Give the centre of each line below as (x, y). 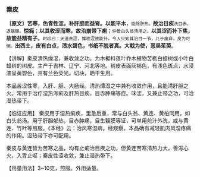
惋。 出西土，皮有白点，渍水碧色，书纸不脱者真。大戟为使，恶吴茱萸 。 (91, 46)
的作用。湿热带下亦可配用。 (40, 135)
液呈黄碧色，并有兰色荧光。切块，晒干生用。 (61, 73)
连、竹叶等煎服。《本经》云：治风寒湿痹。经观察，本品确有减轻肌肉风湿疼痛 (99, 128)
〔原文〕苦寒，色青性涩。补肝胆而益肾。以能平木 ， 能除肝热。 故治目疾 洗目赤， (99, 23)
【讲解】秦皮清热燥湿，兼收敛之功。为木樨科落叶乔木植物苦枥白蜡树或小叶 (97, 58)
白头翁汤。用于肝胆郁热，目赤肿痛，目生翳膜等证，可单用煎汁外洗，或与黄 (97, 121)
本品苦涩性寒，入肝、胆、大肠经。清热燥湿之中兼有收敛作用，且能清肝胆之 (97, 86)
